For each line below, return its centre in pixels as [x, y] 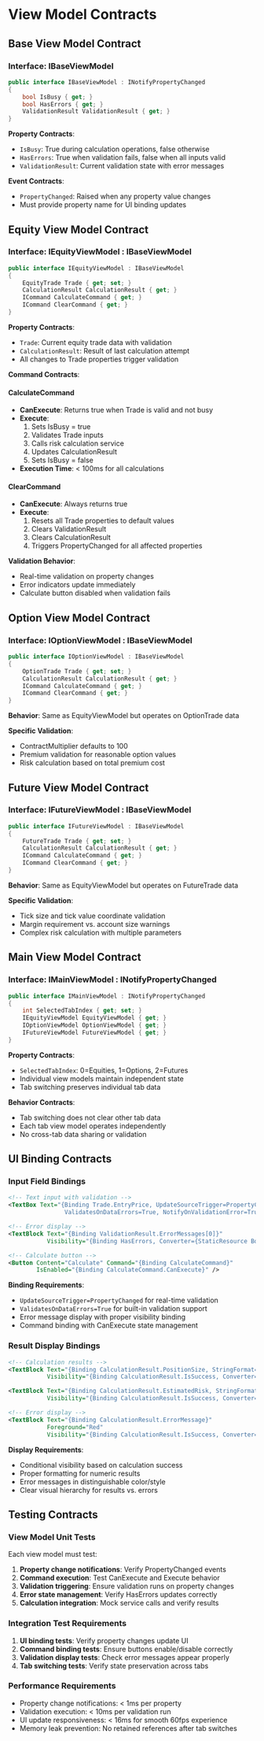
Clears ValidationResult [69, 529]
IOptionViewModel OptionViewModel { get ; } [95, 1025]
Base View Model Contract [75, 44]
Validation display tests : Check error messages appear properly [125, 1657]
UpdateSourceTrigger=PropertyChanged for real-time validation [119, 1300]
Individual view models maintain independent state [102, 1078]
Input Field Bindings [47, 1181]
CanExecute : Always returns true [73, 504]
